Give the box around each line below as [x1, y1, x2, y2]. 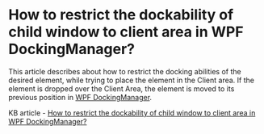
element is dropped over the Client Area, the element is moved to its [8, 83, 235, 94]
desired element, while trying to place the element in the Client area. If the [8, 75, 254, 85]
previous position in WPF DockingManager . [8, 92, 152, 102]
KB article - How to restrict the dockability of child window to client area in [8, 107, 256, 118]
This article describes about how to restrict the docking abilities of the [8, 66, 241, 76]
